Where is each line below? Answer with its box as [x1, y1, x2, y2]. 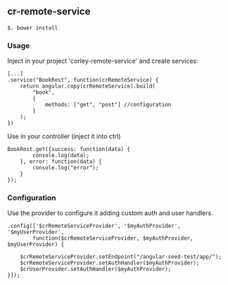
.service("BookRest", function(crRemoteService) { [7, 77, 159, 84]
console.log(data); [32, 152, 90, 159]
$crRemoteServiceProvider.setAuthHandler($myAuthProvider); [20, 260, 200, 267]
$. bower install [7, 24, 58, 31]
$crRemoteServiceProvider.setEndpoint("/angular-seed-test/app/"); [20, 253, 222, 260]
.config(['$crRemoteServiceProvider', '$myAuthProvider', [7, 222, 181, 230]
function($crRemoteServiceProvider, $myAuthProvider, [32, 235, 194, 242]
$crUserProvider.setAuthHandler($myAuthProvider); [20, 266, 172, 273]
